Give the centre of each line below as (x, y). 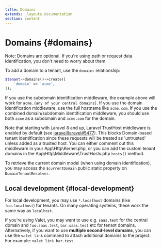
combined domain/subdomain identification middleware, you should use (77, 113)
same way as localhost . (29, 210)
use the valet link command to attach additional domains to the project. (78, 235)
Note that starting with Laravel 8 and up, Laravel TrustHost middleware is (78, 128)
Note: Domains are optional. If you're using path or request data (69, 56)
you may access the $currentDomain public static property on (66, 168)
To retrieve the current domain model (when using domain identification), (78, 163)
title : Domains (20, 9)
